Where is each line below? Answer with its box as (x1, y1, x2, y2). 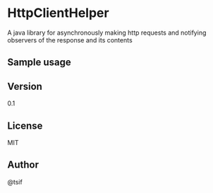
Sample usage (7, 57, 72, 69)
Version (7, 80, 42, 93)
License (7, 119, 43, 131)
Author (7, 159, 39, 171)
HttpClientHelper (7, 5, 109, 21)
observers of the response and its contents (7, 35, 133, 44)
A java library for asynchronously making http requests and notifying (7, 28, 207, 37)
